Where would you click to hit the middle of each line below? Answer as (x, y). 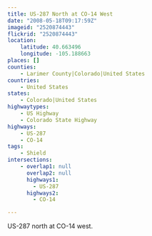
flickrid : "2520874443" (43, 34)
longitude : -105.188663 (56, 54)
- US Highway (40, 113)
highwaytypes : (29, 107)
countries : (24, 80)
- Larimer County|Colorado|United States (82, 73)
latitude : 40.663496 (51, 47)
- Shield (33, 153)
